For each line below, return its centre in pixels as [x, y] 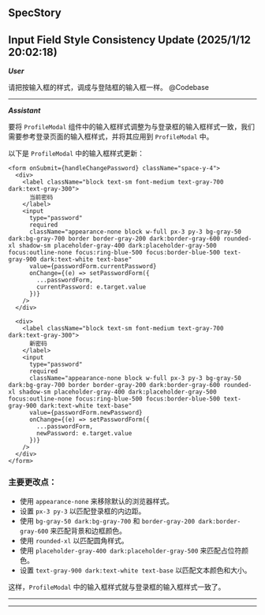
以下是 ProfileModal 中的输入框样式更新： [76, 154]
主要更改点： [33, 483]
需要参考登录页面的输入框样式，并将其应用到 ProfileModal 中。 [111, 136]
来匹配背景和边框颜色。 [88, 531]
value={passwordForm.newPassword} [86, 413]
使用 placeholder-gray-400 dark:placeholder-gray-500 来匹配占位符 [131, 550]
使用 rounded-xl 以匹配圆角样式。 [74, 540]
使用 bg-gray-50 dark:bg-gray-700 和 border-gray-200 [107, 520]
